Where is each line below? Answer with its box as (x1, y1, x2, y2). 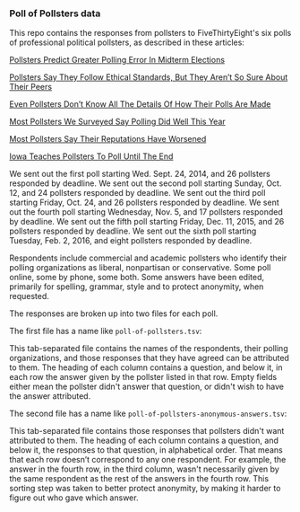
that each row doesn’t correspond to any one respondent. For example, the (9, 455, 287, 465)
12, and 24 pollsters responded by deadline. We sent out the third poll (9, 188, 266, 199)
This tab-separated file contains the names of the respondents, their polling (9, 343, 288, 354)
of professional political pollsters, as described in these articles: (9, 37, 244, 48)
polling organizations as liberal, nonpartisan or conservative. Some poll (9, 262, 271, 273)
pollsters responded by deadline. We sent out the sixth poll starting (9, 225, 257, 236)
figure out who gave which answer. (9, 492, 139, 503)
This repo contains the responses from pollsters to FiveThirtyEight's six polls (9, 28, 292, 39)
